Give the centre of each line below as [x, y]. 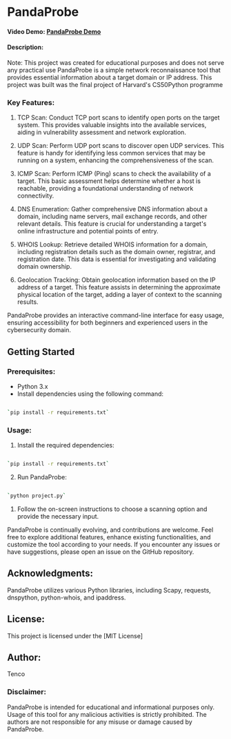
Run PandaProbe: [42, 477]
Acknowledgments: [50, 574]
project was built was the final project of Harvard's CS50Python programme [115, 84]
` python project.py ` [37, 496]
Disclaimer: [27, 692]
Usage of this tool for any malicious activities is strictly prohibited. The [107, 714]
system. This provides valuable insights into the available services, [112, 125]
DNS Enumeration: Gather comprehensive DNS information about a [112, 209]
